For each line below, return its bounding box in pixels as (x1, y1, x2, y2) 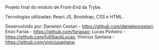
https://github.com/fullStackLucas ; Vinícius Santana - (5, 34, 115, 40)
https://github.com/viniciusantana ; (5, 39, 76, 45)
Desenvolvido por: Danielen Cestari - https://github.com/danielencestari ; (5, 23, 154, 29)
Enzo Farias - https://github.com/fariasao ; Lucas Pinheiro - (5, 29, 126, 34)
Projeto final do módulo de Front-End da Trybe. (5, 4, 102, 10)
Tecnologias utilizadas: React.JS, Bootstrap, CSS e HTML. (5, 14, 124, 19)
